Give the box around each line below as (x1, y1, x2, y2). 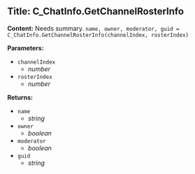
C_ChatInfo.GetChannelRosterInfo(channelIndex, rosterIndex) (7, 31, 189, 38)
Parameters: (7, 43, 44, 52)
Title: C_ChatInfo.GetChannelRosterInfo (7, 6, 184, 17)
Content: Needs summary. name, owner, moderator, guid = (7, 24, 180, 32)
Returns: (7, 93, 34, 101)
